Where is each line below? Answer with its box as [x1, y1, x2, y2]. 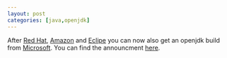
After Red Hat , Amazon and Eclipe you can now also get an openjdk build [7, 36, 221, 44]
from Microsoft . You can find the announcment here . [7, 43, 161, 52]
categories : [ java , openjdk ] [7, 17, 91, 24]
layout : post [7, 10, 46, 17]
